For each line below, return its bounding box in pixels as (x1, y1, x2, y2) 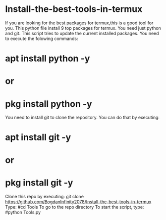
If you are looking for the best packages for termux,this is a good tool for (5, 20, 154, 26)
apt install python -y (5, 53, 90, 64)
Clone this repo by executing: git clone (5, 193, 84, 199)
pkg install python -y (5, 98, 93, 109)
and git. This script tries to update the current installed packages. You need (5, 30, 160, 36)
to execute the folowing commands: (5, 36, 78, 42)
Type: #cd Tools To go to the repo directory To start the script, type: (5, 204, 144, 210)
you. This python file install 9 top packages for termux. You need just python (5, 25, 161, 31)
